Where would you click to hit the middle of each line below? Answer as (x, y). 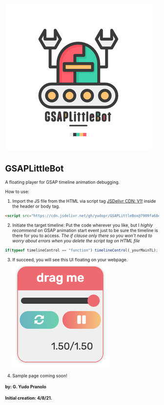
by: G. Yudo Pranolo (26, 387)
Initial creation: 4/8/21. (29, 398)
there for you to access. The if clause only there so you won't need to (82, 235)
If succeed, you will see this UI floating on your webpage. (70, 259)
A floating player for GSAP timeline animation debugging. (62, 182)
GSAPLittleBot (34, 169)
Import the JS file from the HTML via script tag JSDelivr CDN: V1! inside (84, 201)
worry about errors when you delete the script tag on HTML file (76, 240)
